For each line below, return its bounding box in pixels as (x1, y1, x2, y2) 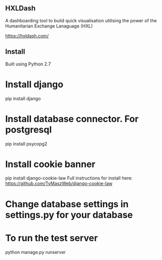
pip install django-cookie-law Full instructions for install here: (5, 175, 133, 181)
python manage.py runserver (5, 249, 66, 255)
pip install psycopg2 (5, 140, 48, 146)
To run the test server (5, 232, 98, 244)
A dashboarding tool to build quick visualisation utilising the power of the (5, 17, 157, 23)
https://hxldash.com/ (5, 32, 49, 39)
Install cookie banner (5, 158, 96, 170)
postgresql (5, 124, 52, 135)
